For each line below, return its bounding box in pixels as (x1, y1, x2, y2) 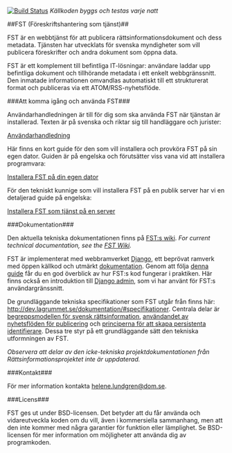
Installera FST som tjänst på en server (7, 207, 116, 215)
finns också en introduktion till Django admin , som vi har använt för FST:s (7, 277, 216, 285)
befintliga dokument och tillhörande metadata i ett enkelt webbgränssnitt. (7, 69, 217, 77)
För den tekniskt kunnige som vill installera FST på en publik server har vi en (7, 186, 225, 194)
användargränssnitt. (7, 284, 64, 292)
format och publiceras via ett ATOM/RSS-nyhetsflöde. (7, 84, 161, 91)
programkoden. (7, 438, 51, 446)
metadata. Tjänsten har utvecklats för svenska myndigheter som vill (7, 41, 201, 48)
